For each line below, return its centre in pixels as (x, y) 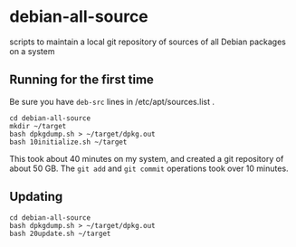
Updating (36, 197)
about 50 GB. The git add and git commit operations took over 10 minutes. (149, 168)
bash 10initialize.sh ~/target (68, 142)
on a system (32, 51)
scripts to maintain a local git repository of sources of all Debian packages (148, 42)
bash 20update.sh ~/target (60, 233)
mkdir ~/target (38, 126)
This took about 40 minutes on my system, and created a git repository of (147, 158)
